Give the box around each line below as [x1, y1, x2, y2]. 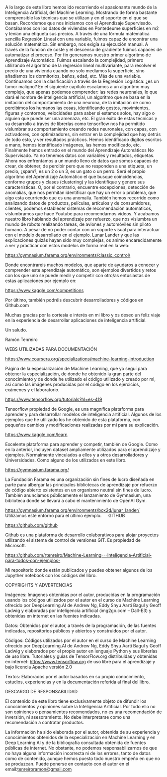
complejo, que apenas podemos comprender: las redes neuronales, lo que [5, 89, 158, 95]
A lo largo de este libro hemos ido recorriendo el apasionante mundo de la [5, 4, 157, 10]
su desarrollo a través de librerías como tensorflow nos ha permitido [5, 121, 145, 127]
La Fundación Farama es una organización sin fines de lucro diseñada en [5, 476, 155, 482]
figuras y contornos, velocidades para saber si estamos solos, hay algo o [5, 110, 155, 116]
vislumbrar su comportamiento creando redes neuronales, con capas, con [5, 126, 157, 132]
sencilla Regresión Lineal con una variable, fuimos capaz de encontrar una [5, 36, 158, 42]
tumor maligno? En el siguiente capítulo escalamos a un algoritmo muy [5, 84, 150, 89]
